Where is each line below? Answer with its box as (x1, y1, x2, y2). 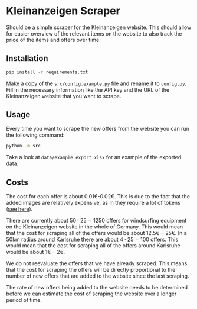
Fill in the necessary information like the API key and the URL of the (6, 86, 170, 93)
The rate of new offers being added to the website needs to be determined (6, 284, 188, 291)
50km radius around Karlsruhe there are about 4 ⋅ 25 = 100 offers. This (6, 236, 179, 243)
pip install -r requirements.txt (6, 69, 88, 75)
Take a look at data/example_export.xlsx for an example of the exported (6, 154, 182, 161)
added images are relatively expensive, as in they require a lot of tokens (6, 199, 181, 207)
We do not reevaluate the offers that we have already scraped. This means (6, 260, 188, 267)
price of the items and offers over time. (6, 36, 101, 43)
